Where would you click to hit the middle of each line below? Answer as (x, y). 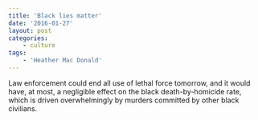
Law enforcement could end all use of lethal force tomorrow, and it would (129, 83)
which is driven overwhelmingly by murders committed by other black (124, 100)
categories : (28, 38)
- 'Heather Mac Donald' (63, 61)
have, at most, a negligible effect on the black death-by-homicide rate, (125, 91)
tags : (17, 53)
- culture (39, 46)
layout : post (30, 30)
